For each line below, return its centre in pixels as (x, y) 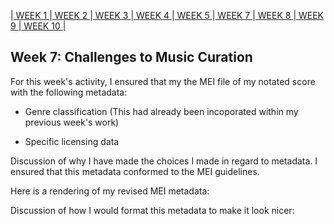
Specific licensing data (72, 141)
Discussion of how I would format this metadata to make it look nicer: (152, 210)
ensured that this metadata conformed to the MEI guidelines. (135, 171)
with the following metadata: (69, 92)
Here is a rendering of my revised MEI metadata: (110, 191)
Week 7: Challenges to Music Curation (131, 57)
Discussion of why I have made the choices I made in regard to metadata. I (164, 161)
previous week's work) (72, 122)
